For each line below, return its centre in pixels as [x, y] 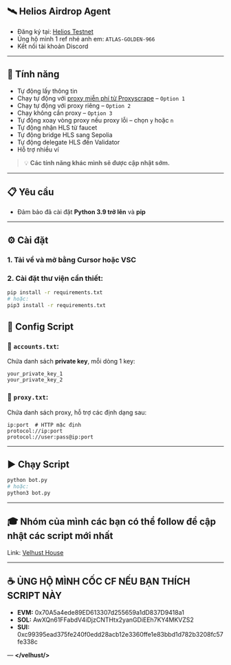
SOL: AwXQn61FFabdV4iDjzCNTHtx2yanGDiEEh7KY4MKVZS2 [106, 620]
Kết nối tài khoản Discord [53, 46]
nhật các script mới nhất [60, 536]
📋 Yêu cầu [31, 192]
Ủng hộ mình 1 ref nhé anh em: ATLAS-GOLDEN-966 [86, 39]
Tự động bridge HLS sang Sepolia [65, 135]
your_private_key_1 [35, 374]
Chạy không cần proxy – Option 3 [65, 113]
